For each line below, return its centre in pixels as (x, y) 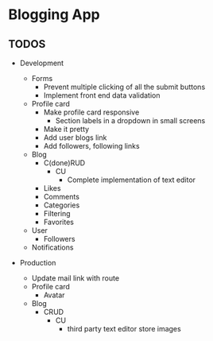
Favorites (58, 222)
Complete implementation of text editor (132, 180)
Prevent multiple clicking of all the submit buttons (124, 87)
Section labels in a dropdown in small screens (130, 120)
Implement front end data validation (102, 95)
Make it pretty (66, 129)
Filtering (57, 213)
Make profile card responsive (91, 112)
